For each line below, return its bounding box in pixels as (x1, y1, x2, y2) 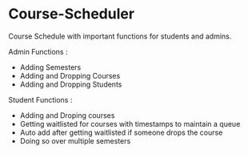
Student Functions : (8, 95, 73, 104)
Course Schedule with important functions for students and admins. (8, 31, 232, 41)
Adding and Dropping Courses (19, 71, 121, 80)
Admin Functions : (8, 47, 68, 56)
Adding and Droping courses (19, 110, 115, 120)
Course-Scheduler (8, 5, 134, 23)
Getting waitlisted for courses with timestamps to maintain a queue (19, 119, 241, 128)
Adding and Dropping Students (19, 79, 122, 89)
